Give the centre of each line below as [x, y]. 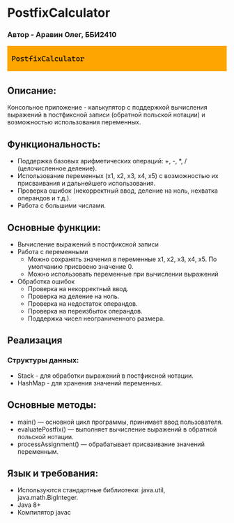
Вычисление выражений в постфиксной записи [88, 244]
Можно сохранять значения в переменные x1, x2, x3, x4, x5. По [122, 259]
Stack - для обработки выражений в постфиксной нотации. [105, 376]
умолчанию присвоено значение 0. [80, 267]
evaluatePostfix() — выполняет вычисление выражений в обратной [117, 429]
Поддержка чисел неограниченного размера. [96, 318]
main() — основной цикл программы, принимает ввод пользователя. [120, 422]
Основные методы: [52, 405]
